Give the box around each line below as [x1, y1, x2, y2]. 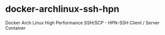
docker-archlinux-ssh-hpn [5, 3, 120, 15]
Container [5, 25, 26, 31]
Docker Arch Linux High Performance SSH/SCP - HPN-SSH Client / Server [5, 20, 160, 26]
